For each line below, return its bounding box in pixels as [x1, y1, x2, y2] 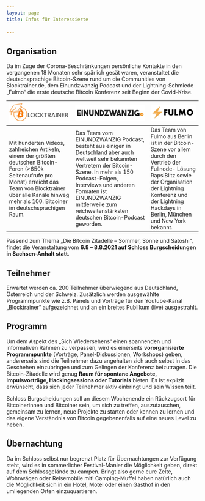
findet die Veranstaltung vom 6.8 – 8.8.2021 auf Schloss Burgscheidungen [6, 243, 196, 251]
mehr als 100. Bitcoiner [9, 198, 68, 205]
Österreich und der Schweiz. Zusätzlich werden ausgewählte [6, 291, 160, 298]
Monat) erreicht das [9, 178, 59, 185]
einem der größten [9, 152, 56, 159]
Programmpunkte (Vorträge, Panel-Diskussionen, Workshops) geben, [6, 351, 183, 358]
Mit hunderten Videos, [9, 139, 65, 146]
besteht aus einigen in [75, 143, 131, 150]
